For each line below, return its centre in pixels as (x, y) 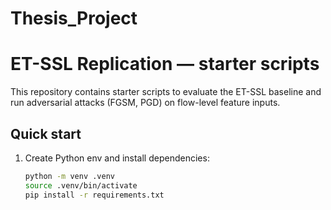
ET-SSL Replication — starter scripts (165, 64)
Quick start (46, 133)
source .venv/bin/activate (81, 185)
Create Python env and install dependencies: (117, 158)
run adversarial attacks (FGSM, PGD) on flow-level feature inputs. (145, 103)
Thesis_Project (74, 18)
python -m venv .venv (69, 176)
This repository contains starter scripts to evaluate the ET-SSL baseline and (166, 92)
